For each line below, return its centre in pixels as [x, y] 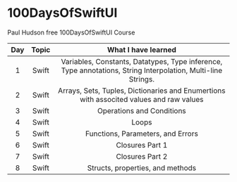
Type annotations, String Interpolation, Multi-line [142, 70]
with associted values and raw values [142, 99]
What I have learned [141, 49]
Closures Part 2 [142, 156]
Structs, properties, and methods [141, 168]
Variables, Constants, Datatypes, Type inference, [142, 61]
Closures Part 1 [142, 145]
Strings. [142, 79]
